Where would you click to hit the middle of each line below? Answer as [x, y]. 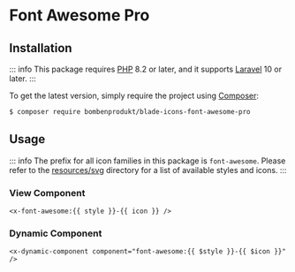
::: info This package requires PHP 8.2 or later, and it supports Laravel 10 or [146, 69]
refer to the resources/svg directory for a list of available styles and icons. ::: [148, 170]
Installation [41, 48]
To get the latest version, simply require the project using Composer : [134, 95]
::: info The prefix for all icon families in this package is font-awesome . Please [147, 161]
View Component [47, 193]
